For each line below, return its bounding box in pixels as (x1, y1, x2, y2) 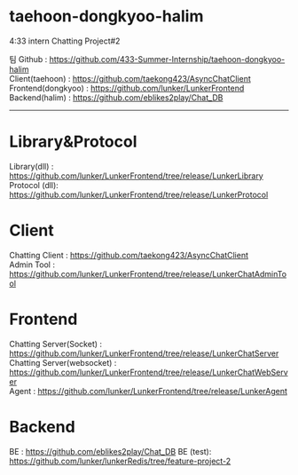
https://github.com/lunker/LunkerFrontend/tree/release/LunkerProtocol (9, 189, 269, 200)
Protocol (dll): (9, 179, 59, 190)
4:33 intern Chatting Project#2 (9, 36, 121, 46)
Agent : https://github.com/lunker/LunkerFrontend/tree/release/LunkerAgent (9, 385, 288, 396)
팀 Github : (9, 53, 48, 64)
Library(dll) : (9, 161, 54, 171)
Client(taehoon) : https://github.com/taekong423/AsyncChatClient (9, 73, 251, 83)
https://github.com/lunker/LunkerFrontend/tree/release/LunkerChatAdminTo (9, 268, 286, 279)
